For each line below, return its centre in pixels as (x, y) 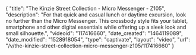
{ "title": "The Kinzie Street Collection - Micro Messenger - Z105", (86, 8)
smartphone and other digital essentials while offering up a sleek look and (96, 27)
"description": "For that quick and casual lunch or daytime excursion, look (96, 15)
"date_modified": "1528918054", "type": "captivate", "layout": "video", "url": (98, 39)
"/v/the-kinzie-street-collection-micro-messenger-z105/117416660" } (90, 46)
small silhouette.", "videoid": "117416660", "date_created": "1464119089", (94, 33)
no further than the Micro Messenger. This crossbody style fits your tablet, (97, 21)
